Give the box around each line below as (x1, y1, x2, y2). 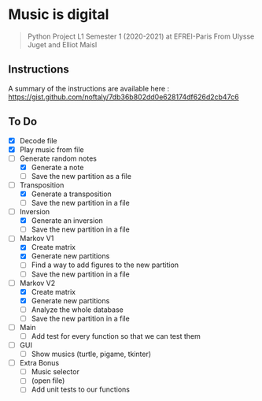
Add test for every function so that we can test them (31, 331, 201, 340)
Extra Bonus (19, 358, 60, 368)
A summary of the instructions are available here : (8, 84, 170, 93)
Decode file (19, 136, 57, 145)
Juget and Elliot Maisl (27, 39, 98, 49)
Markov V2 (19, 278, 56, 288)
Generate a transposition (31, 189, 112, 199)
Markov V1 (19, 234, 54, 243)
